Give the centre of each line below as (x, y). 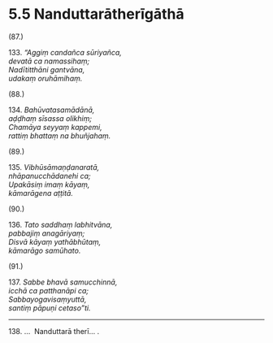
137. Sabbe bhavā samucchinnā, (63, 282)
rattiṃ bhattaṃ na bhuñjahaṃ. (60, 136)
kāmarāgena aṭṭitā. (41, 193)
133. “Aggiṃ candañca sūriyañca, (65, 52)
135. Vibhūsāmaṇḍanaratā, (54, 167)
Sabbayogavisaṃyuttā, (48, 299)
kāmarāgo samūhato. (45, 250)
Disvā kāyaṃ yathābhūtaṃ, (55, 241)
